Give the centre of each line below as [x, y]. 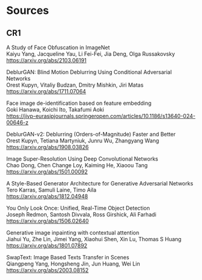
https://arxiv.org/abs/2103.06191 [46, 60]
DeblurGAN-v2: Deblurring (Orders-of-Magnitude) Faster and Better [91, 134]
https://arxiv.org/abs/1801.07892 [47, 245]
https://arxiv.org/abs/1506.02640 [47, 221]
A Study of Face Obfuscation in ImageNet [58, 47]
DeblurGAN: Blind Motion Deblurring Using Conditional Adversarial [89, 72]
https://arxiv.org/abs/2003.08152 [47, 270]
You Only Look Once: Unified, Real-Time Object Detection [78, 208]
